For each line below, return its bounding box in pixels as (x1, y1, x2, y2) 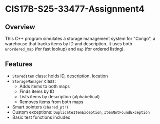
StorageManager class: (12, 78, 56, 84)
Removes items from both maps (19, 99, 84, 105)
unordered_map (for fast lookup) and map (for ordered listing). (5, 46, 125, 52)
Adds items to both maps (19, 83, 70, 89)
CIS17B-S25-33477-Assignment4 (5, 3, 145, 15)
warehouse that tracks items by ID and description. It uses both (5, 41, 133, 47)
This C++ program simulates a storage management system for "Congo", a (5, 35, 156, 41)
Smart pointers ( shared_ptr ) (12, 104, 68, 110)
